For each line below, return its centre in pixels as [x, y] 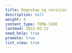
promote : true [20, 38]
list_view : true [22, 43]
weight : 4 [16, 19]
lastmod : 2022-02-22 [27, 29]
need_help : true [22, 33]
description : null [25, 15]
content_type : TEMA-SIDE [31, 24]
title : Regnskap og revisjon [36, 10]
